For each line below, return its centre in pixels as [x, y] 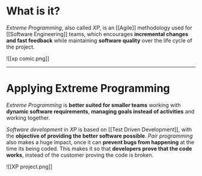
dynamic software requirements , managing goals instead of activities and [100, 111]
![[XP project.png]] [29, 166]
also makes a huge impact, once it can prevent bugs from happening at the [100, 142]
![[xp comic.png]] [28, 58]
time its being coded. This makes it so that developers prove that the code [99, 148]
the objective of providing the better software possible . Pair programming [99, 136]
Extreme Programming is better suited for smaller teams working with [94, 105]
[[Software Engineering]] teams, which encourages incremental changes [97, 34]
